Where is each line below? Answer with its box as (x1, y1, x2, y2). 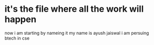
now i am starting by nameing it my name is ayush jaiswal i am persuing (4, 30, 149, 36)
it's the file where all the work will (4, 3, 144, 15)
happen (4, 14, 37, 25)
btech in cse (4, 35, 30, 41)
